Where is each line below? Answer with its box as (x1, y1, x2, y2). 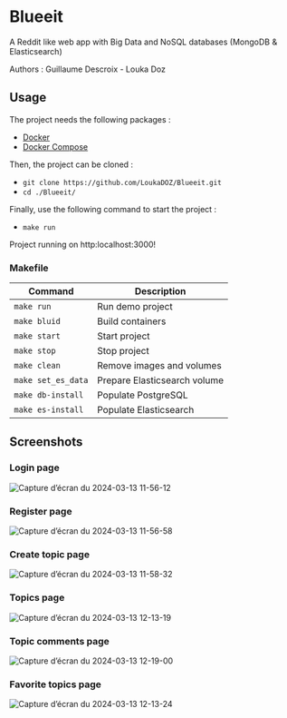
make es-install (14, 405, 84, 415)
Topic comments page (9, 634, 110, 647)
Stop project (96, 345, 149, 358)
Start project (96, 329, 151, 342)
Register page (9, 505, 72, 517)
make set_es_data (14, 375, 89, 386)
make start (14, 331, 61, 341)
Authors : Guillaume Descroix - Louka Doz (9, 64, 166, 74)
